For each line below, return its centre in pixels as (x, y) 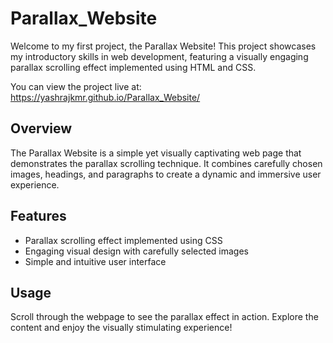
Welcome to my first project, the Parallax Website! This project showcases (163, 46)
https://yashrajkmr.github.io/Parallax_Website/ (105, 97)
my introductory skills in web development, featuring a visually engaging (159, 56)
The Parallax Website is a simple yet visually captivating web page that (156, 153)
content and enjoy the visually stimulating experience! (121, 328)
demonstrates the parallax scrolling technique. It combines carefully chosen (166, 163)
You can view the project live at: (76, 86)
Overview (41, 128)
